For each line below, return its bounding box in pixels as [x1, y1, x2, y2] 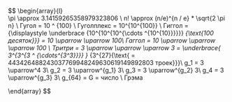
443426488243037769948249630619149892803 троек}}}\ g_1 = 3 [8, 59, 205, 66]
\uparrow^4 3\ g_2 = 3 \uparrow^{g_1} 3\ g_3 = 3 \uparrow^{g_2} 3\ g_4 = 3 [8, 66, 224, 74]
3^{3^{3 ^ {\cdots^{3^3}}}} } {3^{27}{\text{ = [8, 51, 136, 59]
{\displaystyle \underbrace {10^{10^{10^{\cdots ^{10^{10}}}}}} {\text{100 [8, 29, 214, 37]
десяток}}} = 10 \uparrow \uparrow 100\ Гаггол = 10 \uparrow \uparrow [8, 36, 216, 45]
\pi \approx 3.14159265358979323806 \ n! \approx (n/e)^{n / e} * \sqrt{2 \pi [8, 14, 226, 22]
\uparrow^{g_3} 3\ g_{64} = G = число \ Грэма [8, 73, 143, 82]
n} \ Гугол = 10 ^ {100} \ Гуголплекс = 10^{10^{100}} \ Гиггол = [8, 22, 189, 29]
